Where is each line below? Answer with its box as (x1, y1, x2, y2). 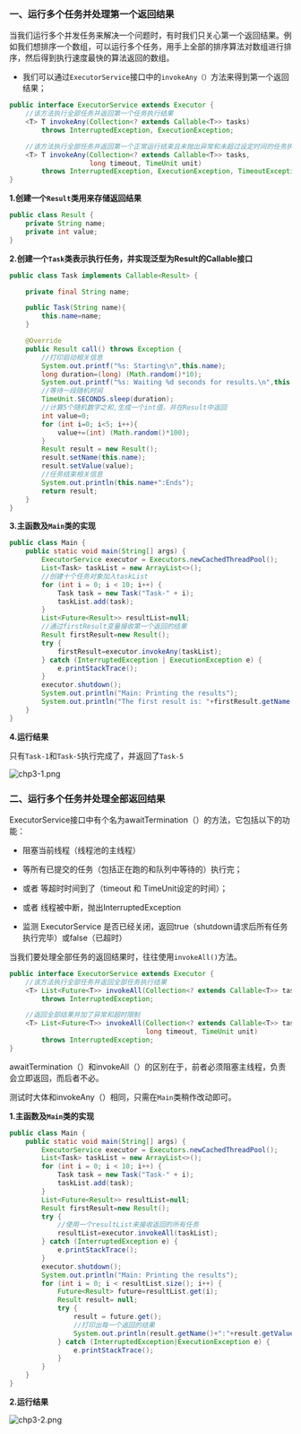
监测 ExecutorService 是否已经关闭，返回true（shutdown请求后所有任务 (21, 920, 288, 931)
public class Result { (9, 211, 94, 220)
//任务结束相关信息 (41, 470, 103, 479)
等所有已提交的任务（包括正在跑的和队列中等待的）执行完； (21, 864, 243, 875)
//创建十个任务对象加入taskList (41, 572, 149, 581)
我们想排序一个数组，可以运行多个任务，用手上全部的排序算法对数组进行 (16, 41, 284, 52)
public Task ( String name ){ (25, 304, 126, 312)
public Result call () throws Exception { (25, 344, 182, 354)
